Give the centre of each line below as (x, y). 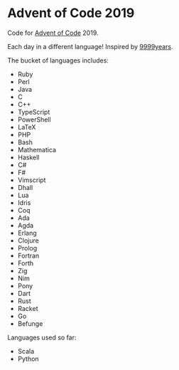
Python (28, 359)
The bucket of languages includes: (58, 60)
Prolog (27, 248)
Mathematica (37, 149)
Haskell (28, 157)
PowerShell (34, 120)
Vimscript (32, 180)
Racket (28, 308)
